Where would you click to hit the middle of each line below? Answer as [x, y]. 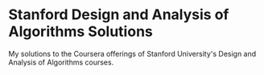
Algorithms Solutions [80, 32]
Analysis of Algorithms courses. [61, 62]
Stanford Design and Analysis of [119, 15]
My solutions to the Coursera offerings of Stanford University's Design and [132, 53]
